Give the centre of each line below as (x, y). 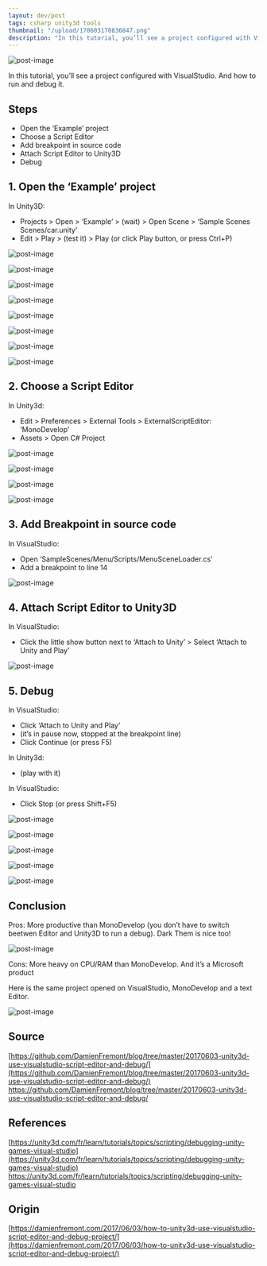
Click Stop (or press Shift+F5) (68, 804)
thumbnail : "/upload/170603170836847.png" (79, 30)
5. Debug (31, 691)
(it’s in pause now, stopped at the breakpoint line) (100, 734)
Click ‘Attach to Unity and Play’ (70, 726)
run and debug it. (37, 84)
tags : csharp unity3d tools (55, 23)
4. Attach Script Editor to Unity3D (93, 607)
